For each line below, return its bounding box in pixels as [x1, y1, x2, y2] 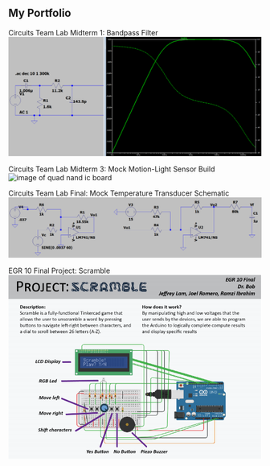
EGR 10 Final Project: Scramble [8, 266, 111, 276]
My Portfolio [8, 6, 72, 20]
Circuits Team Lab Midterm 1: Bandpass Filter [8, 27, 158, 37]
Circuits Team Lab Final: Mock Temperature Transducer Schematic [8, 188, 230, 198]
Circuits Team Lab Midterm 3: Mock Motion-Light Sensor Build [8, 164, 215, 174]
